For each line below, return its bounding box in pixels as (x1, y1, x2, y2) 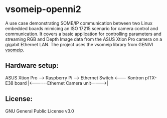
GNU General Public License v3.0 (5, 108, 74, 114)
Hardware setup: (5, 61, 59, 70)
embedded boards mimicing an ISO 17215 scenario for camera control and (5, 25, 158, 31)
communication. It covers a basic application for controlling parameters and (5, 31, 161, 37)
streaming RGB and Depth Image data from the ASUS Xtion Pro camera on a (5, 36, 162, 42)
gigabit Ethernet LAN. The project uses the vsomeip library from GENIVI (5, 41, 153, 47)
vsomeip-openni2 (5, 4, 81, 15)
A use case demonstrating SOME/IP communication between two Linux (5, 20, 153, 26)
